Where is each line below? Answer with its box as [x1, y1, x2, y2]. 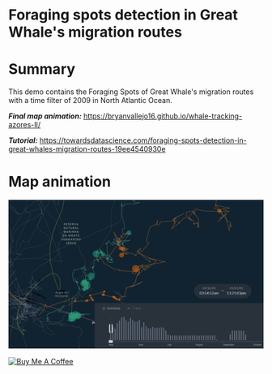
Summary [8, 60, 75, 79]
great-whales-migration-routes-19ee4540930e [8, 144, 166, 154]
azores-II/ [8, 120, 41, 130]
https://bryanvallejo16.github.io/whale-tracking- [83, 111, 243, 121]
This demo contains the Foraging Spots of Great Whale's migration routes [8, 87, 254, 97]
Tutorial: [8, 135, 38, 145]
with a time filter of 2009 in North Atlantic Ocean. [8, 96, 172, 105]
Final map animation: [8, 111, 83, 121]
